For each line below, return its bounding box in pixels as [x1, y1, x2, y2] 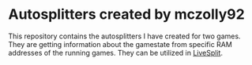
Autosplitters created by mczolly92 [8, 5, 245, 23]
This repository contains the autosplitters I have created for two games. [8, 31, 241, 41]
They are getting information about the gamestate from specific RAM [8, 39, 233, 49]
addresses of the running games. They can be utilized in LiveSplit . [8, 48, 224, 57]
